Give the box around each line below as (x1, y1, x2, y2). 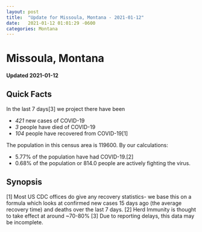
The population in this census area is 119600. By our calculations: (6, 141, 169, 148)
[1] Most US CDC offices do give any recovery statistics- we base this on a (6, 193, 192, 200)
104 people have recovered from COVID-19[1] (14, 130, 128, 137)
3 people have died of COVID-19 (14, 123, 96, 130)
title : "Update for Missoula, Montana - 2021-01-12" (6, 14, 145, 20)
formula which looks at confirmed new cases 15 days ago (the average (6, 199, 182, 207)
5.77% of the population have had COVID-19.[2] (14, 153, 134, 160)
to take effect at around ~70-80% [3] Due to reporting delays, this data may (6, 212, 195, 219)
